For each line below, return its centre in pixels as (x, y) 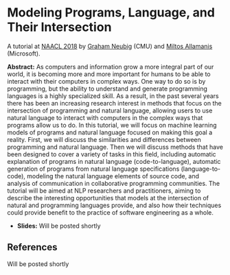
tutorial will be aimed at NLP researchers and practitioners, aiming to (104, 191)
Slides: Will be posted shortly (59, 226)
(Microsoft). (24, 53)
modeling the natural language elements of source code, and (113, 176)
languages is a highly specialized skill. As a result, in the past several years (113, 96)
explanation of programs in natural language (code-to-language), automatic (114, 161)
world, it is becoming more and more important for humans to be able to (109, 74)
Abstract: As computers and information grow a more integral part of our (111, 67)
